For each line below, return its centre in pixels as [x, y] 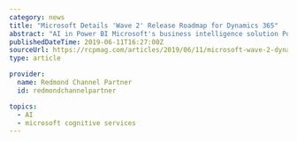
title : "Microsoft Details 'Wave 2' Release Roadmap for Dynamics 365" [144, 26]
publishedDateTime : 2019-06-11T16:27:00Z [87, 42]
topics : [23, 107]
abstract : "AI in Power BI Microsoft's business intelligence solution [144, 33]
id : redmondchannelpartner [67, 90]
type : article [35, 58]
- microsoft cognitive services [77, 123]
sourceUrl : [29, 50]
